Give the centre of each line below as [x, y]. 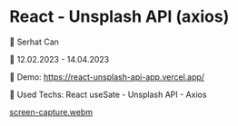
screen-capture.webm [51, 111]
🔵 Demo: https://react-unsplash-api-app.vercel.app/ [107, 77]
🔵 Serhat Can [34, 42]
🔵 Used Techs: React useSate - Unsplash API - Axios [108, 94]
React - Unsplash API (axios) [119, 17]
